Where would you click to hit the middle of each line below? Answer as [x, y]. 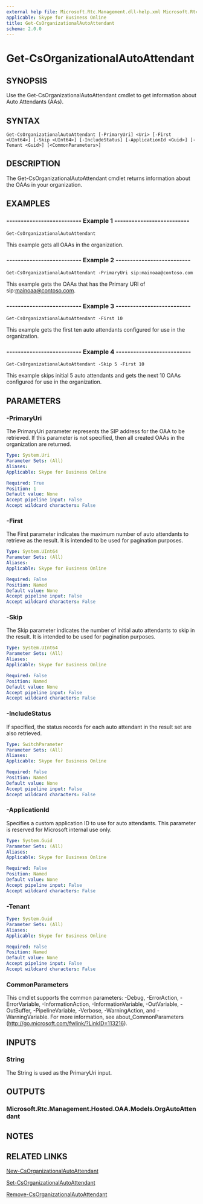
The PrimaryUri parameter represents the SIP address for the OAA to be [96, 431]
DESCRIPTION [33, 164]
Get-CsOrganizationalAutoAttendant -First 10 [64, 319]
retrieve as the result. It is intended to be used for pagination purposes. [95, 541]
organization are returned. [39, 444]
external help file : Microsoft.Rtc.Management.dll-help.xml [84, 12]
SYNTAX [23, 121]
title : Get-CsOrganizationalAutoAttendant [60, 23]
